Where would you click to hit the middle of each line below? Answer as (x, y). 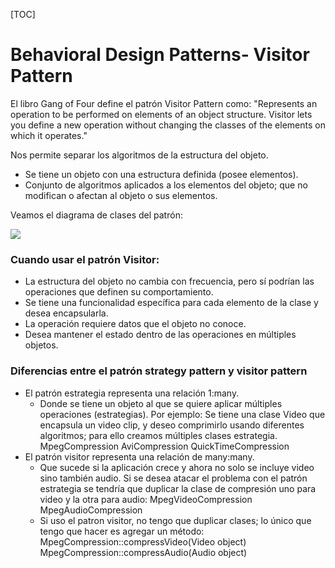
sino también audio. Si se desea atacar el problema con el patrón (173, 478)
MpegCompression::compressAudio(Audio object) (143, 552)
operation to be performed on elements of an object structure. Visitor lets (161, 114)
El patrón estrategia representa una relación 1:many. (132, 393)
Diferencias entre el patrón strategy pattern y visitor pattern (159, 371)
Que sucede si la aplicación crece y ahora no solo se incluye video (177, 467)
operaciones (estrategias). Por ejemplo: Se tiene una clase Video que (182, 414)
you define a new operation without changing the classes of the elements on (168, 125)
